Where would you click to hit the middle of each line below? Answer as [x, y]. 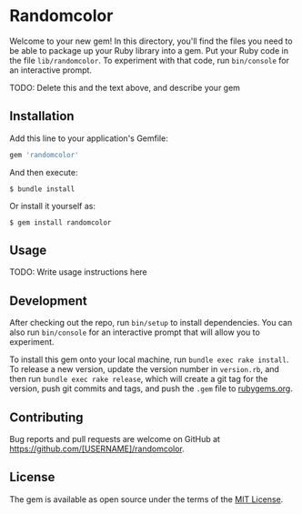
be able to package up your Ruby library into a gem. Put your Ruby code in [149, 50]
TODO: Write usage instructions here [78, 272]
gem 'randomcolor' [44, 155]
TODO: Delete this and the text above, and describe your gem [125, 87]
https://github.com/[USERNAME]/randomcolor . [97, 449]
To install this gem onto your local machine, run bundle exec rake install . [149, 359]
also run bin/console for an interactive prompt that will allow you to [135, 332]
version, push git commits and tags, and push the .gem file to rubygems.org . [151, 388]
